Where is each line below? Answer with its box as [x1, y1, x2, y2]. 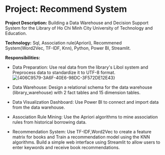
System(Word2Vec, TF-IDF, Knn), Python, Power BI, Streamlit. [5, 45, 131, 51]
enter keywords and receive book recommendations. [12, 144, 120, 150]
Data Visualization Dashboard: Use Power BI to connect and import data [12, 99, 159, 105]
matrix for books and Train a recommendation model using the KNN [12, 134, 150, 140]
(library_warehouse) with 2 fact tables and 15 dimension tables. [12, 89, 141, 95]
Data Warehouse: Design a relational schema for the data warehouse [12, 84, 152, 90]
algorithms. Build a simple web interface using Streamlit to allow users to [12, 139, 161, 145]
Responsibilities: [5, 54, 41, 60]
